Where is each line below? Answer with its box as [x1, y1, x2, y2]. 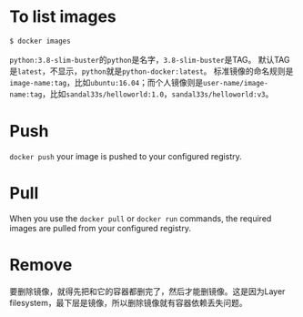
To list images [9, 6, 116, 27]
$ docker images [9, 36, 71, 46]
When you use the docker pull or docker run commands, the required [9, 212, 272, 224]
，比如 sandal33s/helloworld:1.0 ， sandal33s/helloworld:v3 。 [42, 88, 274, 99]
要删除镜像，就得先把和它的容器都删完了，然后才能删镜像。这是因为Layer [9, 285, 286, 297]
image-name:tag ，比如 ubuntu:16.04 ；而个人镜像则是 [9, 77, 204, 87]
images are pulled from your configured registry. [9, 222, 191, 233]
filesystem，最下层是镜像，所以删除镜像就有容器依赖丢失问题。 [9, 297, 247, 308]
